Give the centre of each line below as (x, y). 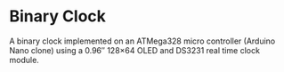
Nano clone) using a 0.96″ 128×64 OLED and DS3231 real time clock (135, 50)
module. (24, 60)
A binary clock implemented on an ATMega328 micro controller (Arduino (142, 41)
